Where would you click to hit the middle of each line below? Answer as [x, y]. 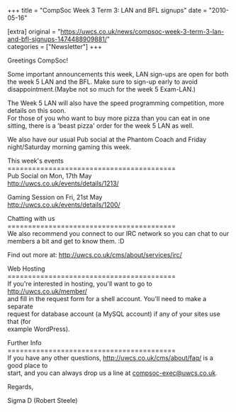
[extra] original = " [34, 32]
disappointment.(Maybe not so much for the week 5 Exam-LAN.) [102, 89]
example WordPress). [39, 329]
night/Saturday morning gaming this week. [69, 147]
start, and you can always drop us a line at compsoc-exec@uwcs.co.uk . [112, 373]
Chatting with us [31, 218]
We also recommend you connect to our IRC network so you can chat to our [118, 233]
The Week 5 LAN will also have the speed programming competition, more [116, 103]
